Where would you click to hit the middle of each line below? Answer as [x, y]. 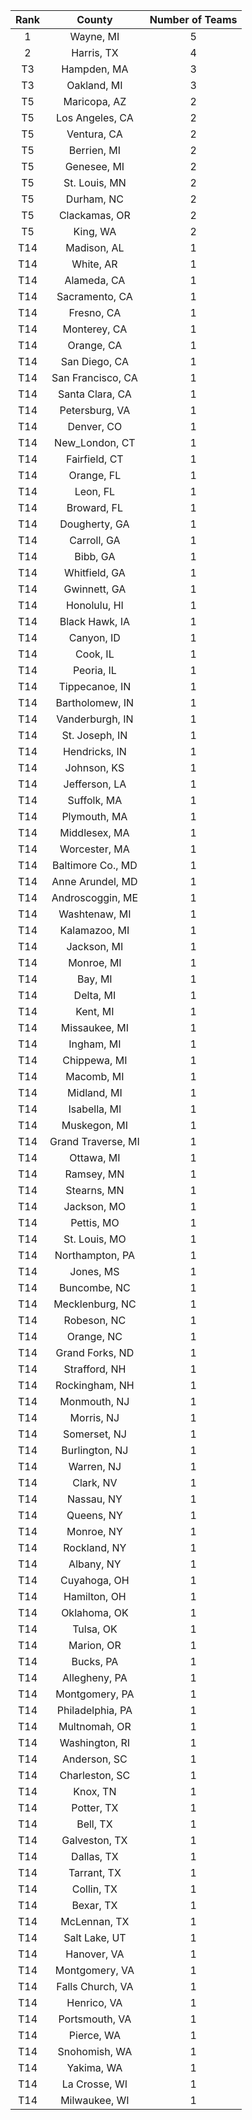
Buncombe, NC [95, 1287]
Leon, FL [95, 491]
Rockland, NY [95, 1547]
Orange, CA [95, 345]
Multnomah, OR [95, 1726]
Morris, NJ [94, 1417]
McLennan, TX [95, 1921]
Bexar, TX [94, 1905]
